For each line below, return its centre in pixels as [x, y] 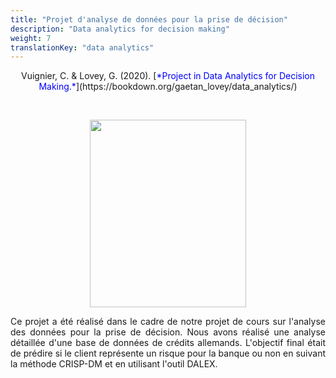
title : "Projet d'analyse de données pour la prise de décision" [149, 19]
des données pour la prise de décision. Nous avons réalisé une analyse [168, 332]
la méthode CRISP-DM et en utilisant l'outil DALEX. [114, 364]
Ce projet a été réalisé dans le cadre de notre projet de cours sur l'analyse [168, 322]
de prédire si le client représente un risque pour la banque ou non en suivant [168, 353]
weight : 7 [31, 38]
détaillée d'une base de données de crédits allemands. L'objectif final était [168, 343]
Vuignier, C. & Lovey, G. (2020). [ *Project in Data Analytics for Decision [168, 76]
